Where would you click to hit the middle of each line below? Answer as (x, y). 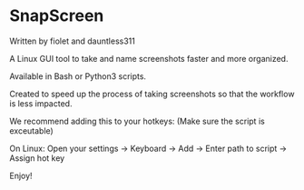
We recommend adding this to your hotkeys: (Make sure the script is (137, 121)
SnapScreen (57, 16)
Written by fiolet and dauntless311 (73, 41)
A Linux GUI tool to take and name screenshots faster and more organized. (149, 58)
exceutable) (32, 130)
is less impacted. (41, 103)
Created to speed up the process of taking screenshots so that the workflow (152, 94)
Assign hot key (37, 158)
